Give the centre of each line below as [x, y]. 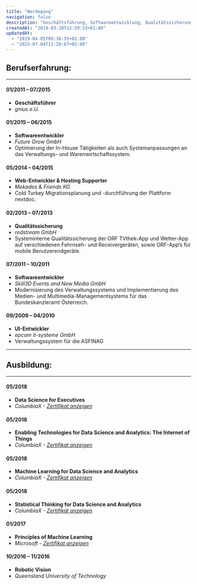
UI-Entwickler [32, 329]
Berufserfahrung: [39, 68]
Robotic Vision [33, 569]
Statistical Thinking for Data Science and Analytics [78, 504]
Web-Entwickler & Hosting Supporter [61, 181]
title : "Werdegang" [30, 11]
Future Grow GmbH [38, 142]
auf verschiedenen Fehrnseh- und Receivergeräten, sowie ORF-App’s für [103, 245]
